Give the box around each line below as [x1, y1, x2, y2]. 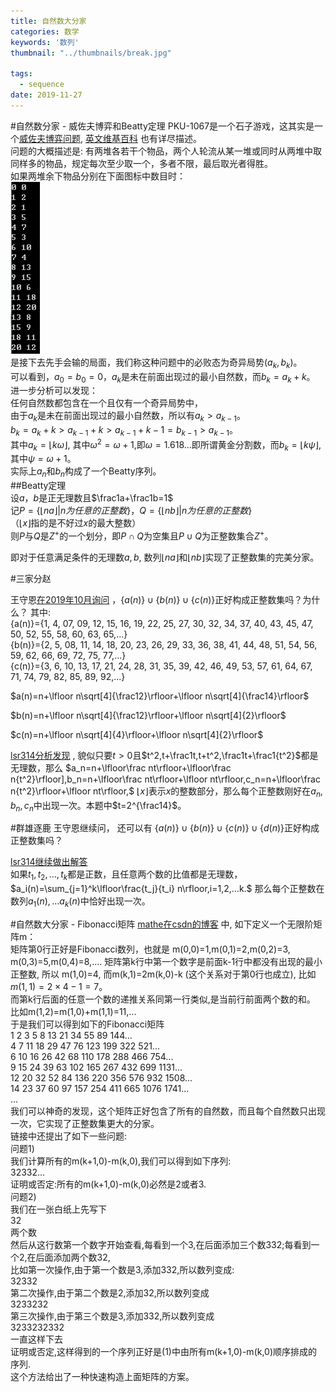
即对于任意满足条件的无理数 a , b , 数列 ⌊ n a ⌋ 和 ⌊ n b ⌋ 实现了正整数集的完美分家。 [10, 551, 320, 563]
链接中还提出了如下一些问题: [10, 1130, 128, 1142]
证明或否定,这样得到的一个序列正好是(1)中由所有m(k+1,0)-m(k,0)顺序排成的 [10, 1346, 318, 1358]
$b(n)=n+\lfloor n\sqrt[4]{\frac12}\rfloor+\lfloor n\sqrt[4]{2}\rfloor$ [10, 709, 287, 721]
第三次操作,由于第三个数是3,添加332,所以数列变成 [10, 1310, 215, 1322]
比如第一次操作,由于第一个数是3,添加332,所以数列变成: [10, 1264, 235, 1276]
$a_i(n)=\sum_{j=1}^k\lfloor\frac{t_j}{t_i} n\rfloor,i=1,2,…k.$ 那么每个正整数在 [10, 883, 325, 895]
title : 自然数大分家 [10, 16, 87, 26]
